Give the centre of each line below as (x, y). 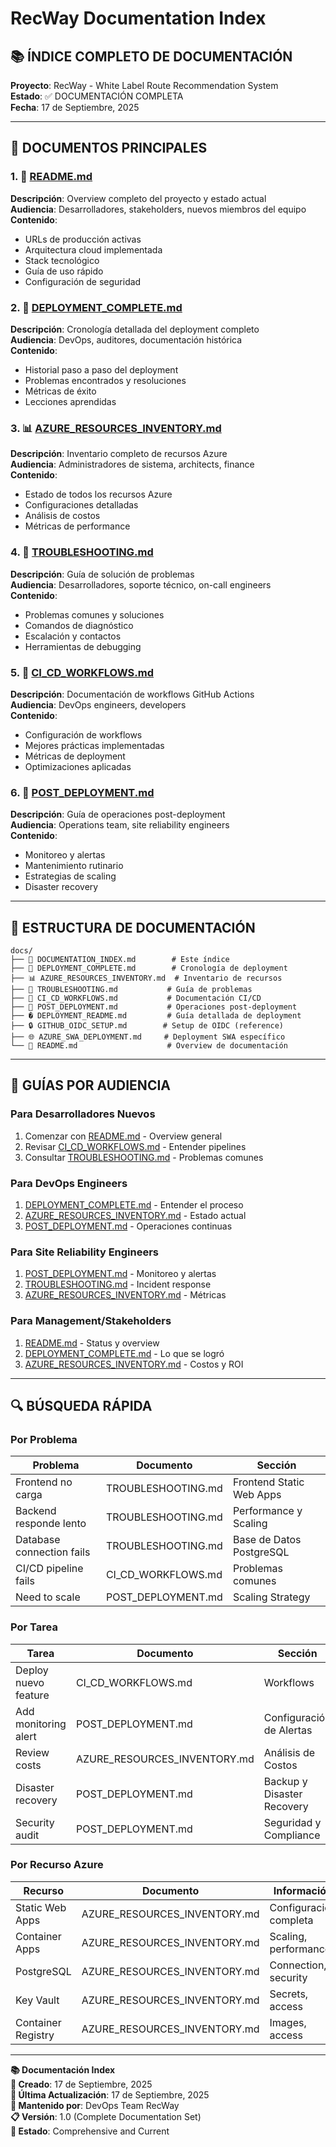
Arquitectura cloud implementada (93, 249)
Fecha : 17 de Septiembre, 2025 (75, 107)
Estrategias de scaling (70, 876)
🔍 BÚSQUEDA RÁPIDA (81, 1405)
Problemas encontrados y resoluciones (105, 380)
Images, (288, 2022)
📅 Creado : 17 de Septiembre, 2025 (81, 2084)
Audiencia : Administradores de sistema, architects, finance (132, 464)
